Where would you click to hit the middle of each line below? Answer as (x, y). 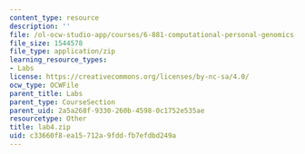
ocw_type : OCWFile (44, 85)
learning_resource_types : (58, 60)
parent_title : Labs (46, 93)
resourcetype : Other (49, 119)
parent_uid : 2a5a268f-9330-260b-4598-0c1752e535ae (107, 111)
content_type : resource (54, 18)
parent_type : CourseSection (63, 102)
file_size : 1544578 (46, 43)
